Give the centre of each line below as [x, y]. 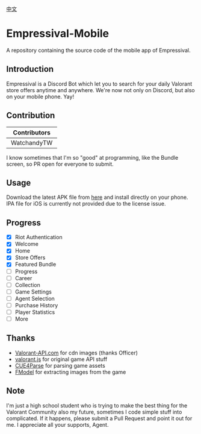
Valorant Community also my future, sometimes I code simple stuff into [94, 412]
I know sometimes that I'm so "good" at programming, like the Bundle [92, 157]
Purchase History [36, 305]
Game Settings [33, 292]
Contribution [31, 115]
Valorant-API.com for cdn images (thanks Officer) [76, 353]
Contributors [32, 133]
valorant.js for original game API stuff [61, 359]
